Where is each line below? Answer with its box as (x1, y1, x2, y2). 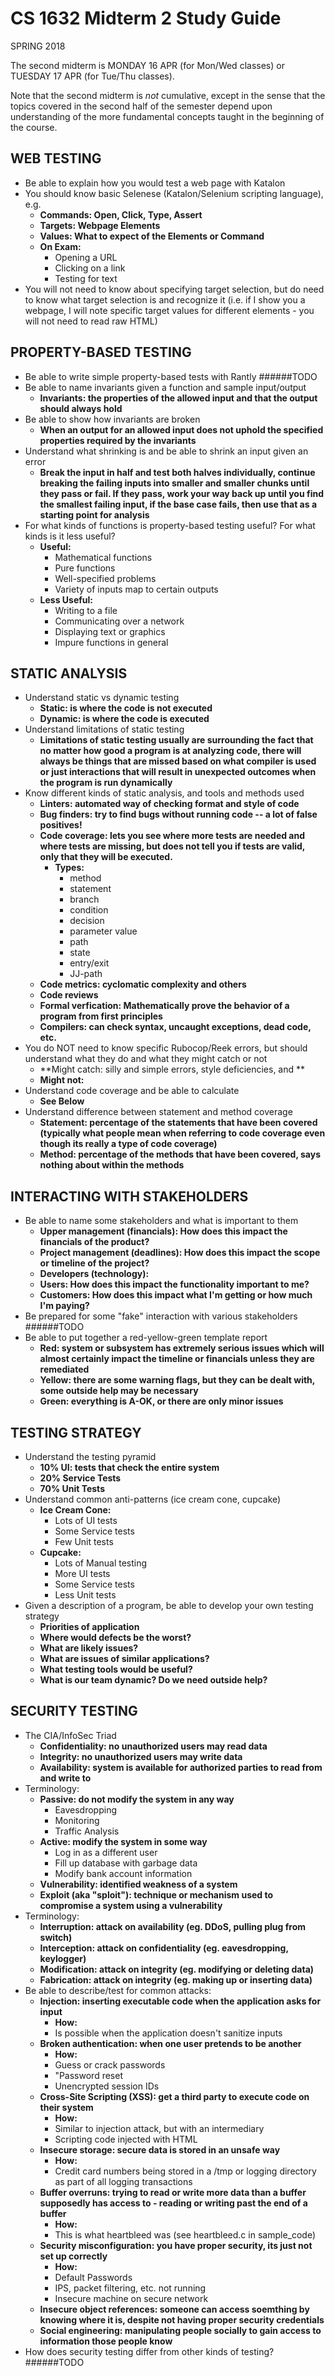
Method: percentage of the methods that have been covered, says (39, 1148, 321, 1161)
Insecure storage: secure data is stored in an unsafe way (39, 2143, 281, 2156)
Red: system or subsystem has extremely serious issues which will (39, 1342, 325, 1354)
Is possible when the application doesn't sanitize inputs (54, 2027, 283, 2039)
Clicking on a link (54, 262, 126, 274)
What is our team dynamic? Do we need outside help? (39, 1674, 268, 1686)
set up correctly (39, 2250, 108, 2262)
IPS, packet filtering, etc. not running (54, 2282, 207, 2294)
